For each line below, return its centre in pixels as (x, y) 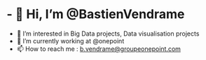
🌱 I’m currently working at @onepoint (70, 40)
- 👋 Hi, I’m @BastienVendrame (96, 14)
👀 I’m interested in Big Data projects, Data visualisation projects (108, 33)
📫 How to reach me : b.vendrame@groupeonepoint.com (99, 49)
